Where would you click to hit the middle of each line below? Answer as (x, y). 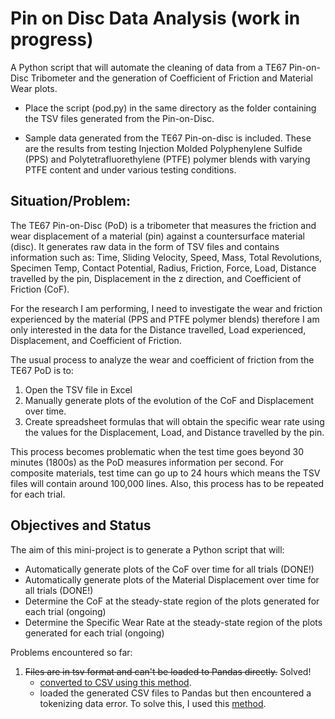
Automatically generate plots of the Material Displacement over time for (172, 579)
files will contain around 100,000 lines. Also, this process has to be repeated (167, 483)
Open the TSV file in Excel (78, 389)
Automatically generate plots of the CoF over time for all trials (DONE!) (169, 569)
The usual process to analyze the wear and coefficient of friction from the (162, 359)
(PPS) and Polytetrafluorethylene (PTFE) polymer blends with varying (167, 159)
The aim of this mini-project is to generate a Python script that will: (147, 549)
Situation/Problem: (71, 201)
